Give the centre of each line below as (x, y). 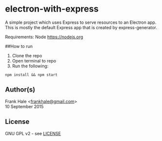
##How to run (19, 46)
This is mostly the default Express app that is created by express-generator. (81, 27)
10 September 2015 (24, 106)
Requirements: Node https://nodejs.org (44, 37)
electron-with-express (52, 9)
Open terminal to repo (34, 61)
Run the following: (30, 66)
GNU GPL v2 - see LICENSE (33, 133)
